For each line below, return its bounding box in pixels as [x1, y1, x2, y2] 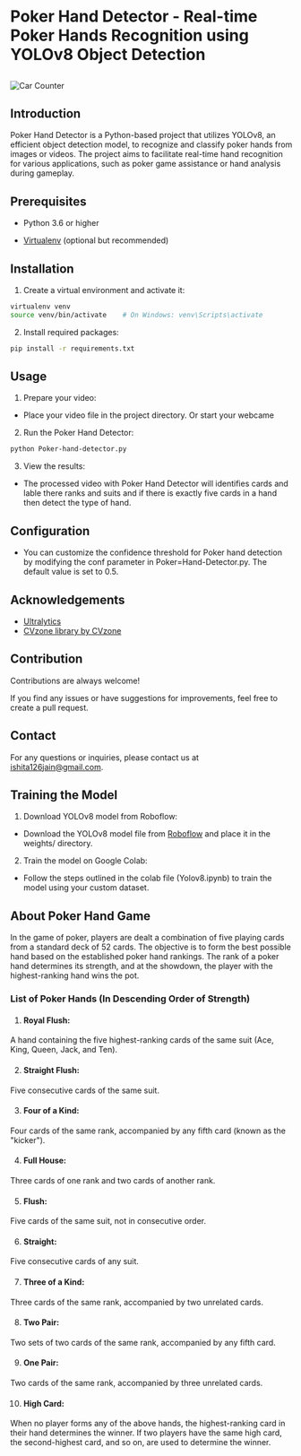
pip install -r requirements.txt [10, 343, 135, 353]
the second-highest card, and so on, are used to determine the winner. [10, 1437, 271, 1448]
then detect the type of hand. [22, 498, 132, 508]
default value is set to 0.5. [22, 567, 119, 577]
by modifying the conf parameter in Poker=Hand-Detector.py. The [22, 557, 268, 568]
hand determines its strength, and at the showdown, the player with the [10, 961, 273, 972]
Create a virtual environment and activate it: [22, 285, 185, 296]
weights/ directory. [22, 838, 93, 849]
